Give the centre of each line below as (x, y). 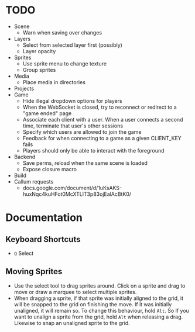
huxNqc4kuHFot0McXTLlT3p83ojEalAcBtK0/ (77, 194)
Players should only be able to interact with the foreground (93, 150)
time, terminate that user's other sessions (73, 126)
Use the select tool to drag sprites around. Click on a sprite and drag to (100, 286)
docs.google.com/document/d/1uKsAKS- (72, 188)
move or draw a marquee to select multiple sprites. (75, 292)
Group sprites (39, 70)
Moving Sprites (34, 272)
